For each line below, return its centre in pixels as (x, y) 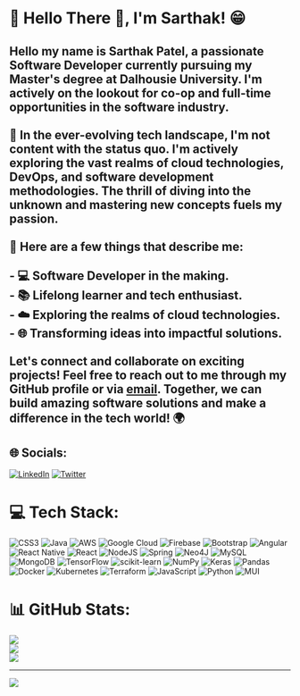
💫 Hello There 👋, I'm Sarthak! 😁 (128, 18)
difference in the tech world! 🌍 (97, 418)
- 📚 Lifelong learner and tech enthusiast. (126, 295)
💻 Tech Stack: (64, 512)
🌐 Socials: (38, 453)
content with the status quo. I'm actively (124, 149)
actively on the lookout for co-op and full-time (140, 93)
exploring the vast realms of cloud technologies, (146, 163)
